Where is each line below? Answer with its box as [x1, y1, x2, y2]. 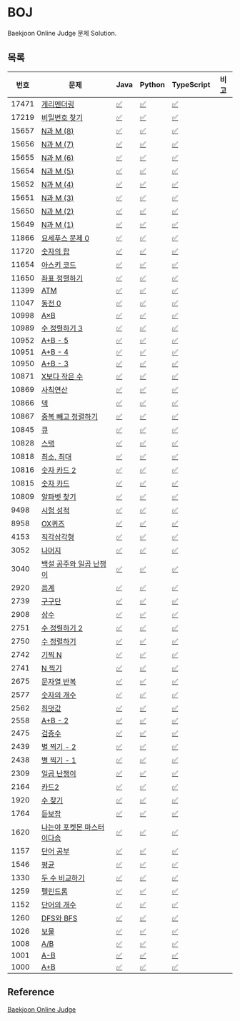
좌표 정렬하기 [41, 273, 84, 283]
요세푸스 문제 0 [41, 233, 90, 243]
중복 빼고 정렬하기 [41, 411, 99, 421]
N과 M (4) [41, 179, 74, 189]
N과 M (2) [41, 206, 74, 216]
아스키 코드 [41, 260, 76, 270]
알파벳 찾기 [41, 492, 76, 502]
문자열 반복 [41, 676, 76, 686]
